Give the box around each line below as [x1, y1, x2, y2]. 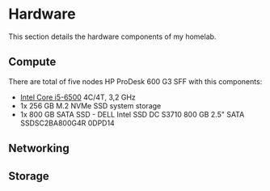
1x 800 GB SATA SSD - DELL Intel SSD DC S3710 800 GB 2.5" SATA [19, 109, 245, 119]
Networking [8, 142, 70, 155]
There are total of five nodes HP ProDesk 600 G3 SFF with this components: [8, 76, 263, 86]
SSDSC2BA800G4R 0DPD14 [19, 118, 115, 128]
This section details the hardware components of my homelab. [8, 32, 217, 41]
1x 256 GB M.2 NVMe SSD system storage [19, 100, 162, 110]
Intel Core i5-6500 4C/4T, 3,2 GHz [19, 92, 136, 102]
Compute [8, 55, 57, 69]
